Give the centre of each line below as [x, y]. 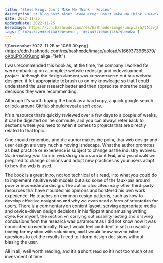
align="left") [53, 56]
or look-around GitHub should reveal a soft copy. [54, 106]
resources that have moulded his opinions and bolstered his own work [75, 190]
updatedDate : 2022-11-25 [30, 23]
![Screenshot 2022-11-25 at [32, 46]
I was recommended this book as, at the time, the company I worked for [77, 65]
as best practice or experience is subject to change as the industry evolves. [81, 150]
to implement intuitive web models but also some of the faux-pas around [78, 180]
